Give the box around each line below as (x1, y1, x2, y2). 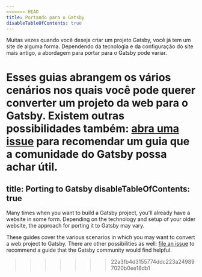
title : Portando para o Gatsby (6, 14, 85, 20)
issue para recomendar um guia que (6, 134, 190, 148)
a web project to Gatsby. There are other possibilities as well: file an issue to (6, 240, 195, 247)
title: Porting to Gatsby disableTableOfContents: (6, 184, 191, 194)
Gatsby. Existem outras (6, 109, 125, 122)
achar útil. (6, 160, 58, 173)
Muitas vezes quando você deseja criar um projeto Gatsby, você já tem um (6, 37, 191, 44)
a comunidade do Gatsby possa (6, 147, 167, 161)
